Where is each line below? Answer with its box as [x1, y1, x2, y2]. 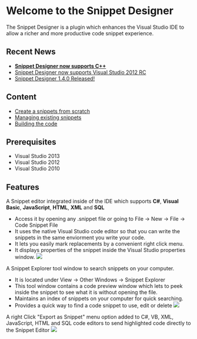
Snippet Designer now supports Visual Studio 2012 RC [14, 69, 146, 76]
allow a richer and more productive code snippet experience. [6, 29, 154, 36]
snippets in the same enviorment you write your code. [14, 234, 146, 241]
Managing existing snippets [14, 113, 82, 121]
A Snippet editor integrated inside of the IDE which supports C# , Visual [6, 198, 179, 205]
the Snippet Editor [6, 327, 50, 334]
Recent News [6, 47, 56, 57]
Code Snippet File [14, 221, 58, 229]
